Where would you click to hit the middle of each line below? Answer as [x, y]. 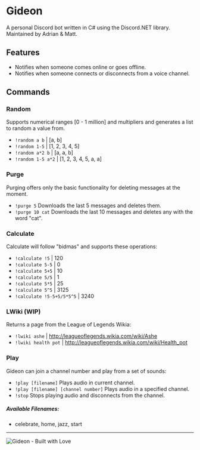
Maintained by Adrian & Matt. [42, 33]
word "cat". [29, 218]
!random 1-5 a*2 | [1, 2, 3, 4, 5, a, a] [58, 159]
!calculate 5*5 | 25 [39, 283]
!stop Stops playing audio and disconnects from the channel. [90, 395]
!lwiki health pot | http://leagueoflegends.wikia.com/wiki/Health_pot [101, 343]
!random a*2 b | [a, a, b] [44, 153]
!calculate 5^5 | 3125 [42, 290]
